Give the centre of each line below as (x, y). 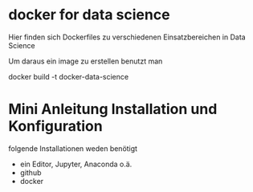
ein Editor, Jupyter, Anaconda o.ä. (76, 164)
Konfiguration (55, 127)
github (31, 172)
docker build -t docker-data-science (69, 76)
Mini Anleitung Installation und (113, 109)
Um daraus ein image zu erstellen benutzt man (86, 61)
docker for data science (89, 15)
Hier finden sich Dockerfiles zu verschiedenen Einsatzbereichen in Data (127, 37)
